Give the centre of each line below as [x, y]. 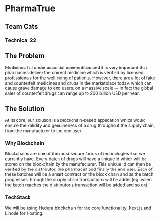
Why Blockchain [25, 143]
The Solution [25, 109]
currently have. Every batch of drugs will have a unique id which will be [76, 159]
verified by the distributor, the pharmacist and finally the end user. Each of [79, 169]
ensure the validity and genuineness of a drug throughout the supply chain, [80, 126]
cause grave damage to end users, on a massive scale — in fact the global [79, 88]
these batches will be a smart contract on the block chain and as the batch [79, 174]
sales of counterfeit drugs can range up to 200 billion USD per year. [73, 93]
